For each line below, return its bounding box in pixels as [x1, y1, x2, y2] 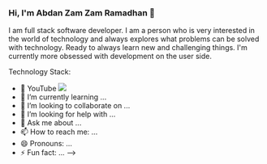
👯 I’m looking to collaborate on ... [19, 101, 131, 111]
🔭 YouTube [19, 84, 57, 94]
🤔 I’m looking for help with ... [19, 109, 116, 120]
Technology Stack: [8, 67, 71, 77]
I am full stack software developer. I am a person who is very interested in [8, 26, 256, 36]
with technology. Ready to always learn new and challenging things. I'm [8, 43, 248, 53]
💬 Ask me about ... [19, 118, 82, 128]
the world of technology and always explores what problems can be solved [8, 34, 260, 44]
